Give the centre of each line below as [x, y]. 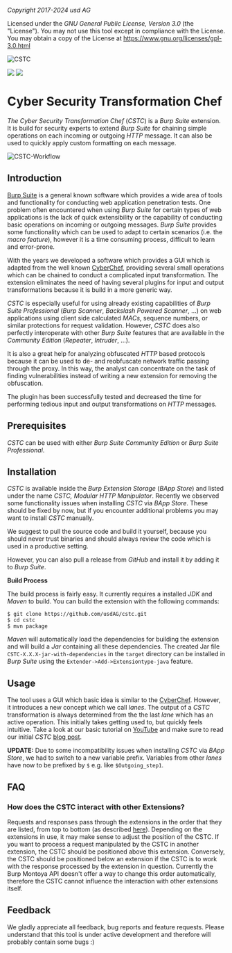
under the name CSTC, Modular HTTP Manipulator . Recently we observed [113, 496]
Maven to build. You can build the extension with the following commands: [113, 601]
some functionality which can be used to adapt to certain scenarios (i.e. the [115, 231]
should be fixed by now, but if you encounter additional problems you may [113, 511]
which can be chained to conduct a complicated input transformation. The [113, 275]
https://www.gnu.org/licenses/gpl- [173, 38]
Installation [32, 472]
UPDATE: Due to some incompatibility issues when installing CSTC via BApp [116, 751]
